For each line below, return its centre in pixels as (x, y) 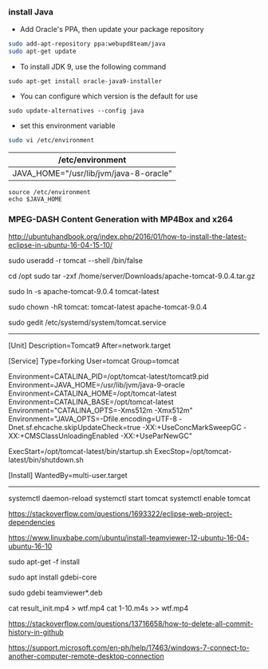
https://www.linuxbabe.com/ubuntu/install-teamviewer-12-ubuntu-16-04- (129, 538)
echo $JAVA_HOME (35, 199)
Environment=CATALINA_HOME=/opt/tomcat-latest (93, 393)
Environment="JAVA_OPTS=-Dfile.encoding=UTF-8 (93, 419)
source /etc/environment (49, 192)
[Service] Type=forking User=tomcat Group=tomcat (94, 361)
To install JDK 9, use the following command (93, 67)
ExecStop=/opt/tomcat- (193, 452)
